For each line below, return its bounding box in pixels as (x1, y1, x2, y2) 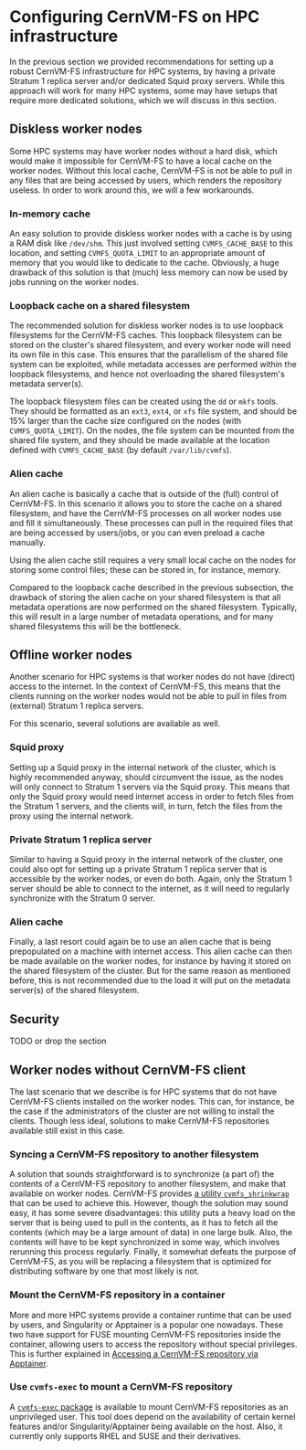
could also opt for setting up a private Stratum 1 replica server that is (9, 863, 268, 874)
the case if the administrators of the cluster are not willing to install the (9, 1106, 275, 1117)
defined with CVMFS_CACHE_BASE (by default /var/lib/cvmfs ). (9, 445, 232, 456)
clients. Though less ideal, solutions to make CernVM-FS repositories (9, 1115, 269, 1126)
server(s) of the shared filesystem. (9, 985, 140, 996)
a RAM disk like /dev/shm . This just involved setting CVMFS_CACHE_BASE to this (9, 238, 294, 249)
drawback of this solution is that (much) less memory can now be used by (9, 267, 289, 278)
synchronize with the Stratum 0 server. (9, 893, 155, 904)
